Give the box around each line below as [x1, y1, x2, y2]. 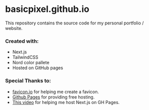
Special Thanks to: [5, 77, 51, 84]
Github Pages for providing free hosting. [12, 94, 95, 100]
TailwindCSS [12, 54, 39, 60]
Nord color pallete [12, 60, 50, 66]
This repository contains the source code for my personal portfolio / [5, 20, 144, 26]
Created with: [5, 37, 39, 44]
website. [5, 25, 23, 31]
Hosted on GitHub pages [12, 65, 64, 71]
